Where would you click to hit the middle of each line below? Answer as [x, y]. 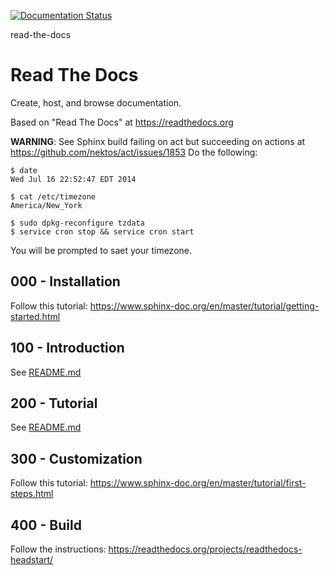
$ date [24, 170]
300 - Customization [76, 458]
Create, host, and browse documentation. [96, 102]
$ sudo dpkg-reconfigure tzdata [77, 223]
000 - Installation [65, 281]
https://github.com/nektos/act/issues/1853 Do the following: [134, 152]
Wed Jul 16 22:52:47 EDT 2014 [73, 179]
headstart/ [32, 559]
